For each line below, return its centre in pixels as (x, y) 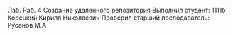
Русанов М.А (27, 25)
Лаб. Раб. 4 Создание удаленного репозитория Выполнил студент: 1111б (116, 10)
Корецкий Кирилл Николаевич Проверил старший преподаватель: (109, 18)
